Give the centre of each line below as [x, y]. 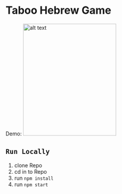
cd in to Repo [30, 171]
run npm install [34, 178]
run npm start [31, 184]
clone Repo [28, 165]
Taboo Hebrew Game [58, 10]
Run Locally [28, 152]
